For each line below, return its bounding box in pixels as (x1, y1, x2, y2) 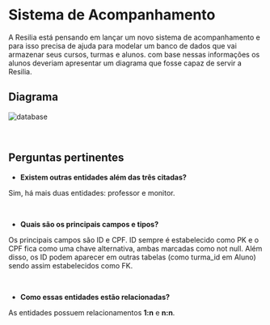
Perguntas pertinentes (8, 151, 124, 165)
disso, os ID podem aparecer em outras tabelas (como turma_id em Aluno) (8, 252, 256, 262)
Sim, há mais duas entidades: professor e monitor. (8, 188, 175, 197)
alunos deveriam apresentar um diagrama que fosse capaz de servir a (8, 58, 243, 68)
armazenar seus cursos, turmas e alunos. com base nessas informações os (8, 49, 260, 59)
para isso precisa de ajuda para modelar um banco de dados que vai (8, 40, 237, 50)
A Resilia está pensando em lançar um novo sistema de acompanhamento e (8, 32, 260, 42)
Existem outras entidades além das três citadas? (19, 172, 188, 182)
